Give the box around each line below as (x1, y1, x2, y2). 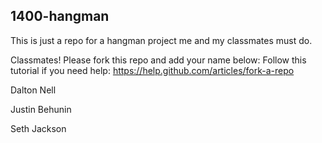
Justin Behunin (10, 103, 72, 115)
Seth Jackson (10, 122, 67, 134)
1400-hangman (10, 8, 110, 25)
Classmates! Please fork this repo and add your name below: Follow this (10, 54, 307, 66)
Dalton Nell (10, 84, 57, 96)
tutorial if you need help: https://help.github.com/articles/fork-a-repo (10, 64, 295, 76)
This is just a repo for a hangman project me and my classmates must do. (10, 34, 313, 46)
